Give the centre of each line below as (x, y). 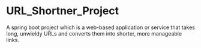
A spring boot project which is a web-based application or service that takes (100, 27)
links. (13, 40)
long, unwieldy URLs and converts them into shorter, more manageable (94, 33)
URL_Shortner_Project (63, 11)
